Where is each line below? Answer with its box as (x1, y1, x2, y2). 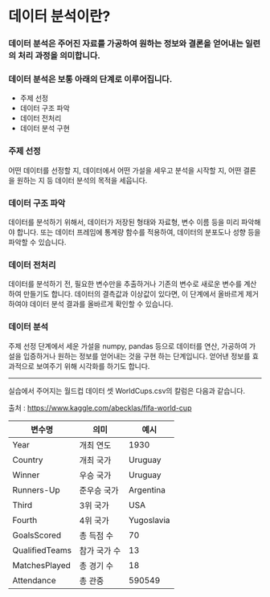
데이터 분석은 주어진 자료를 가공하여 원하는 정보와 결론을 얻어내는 (8, 38, 243, 49)
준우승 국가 (79, 485, 119, 496)
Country (12, 454, 43, 465)
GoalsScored (12, 530, 62, 541)
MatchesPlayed (12, 559, 71, 570)
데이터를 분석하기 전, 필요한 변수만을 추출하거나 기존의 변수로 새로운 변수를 (8, 279, 243, 289)
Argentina (128, 484, 166, 495)
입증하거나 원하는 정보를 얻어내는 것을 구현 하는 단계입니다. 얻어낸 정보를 (22, 351, 251, 361)
